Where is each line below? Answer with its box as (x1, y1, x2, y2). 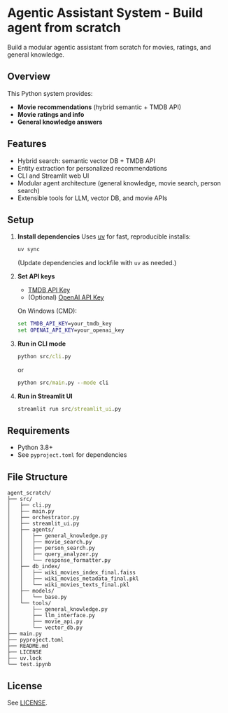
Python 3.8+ (17, 443, 54, 452)
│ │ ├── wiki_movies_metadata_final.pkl (7, 575, 139, 582)
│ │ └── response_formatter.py (7, 557, 111, 564)
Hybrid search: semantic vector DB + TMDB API (17, 156, 156, 165)
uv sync (17, 246, 40, 253)
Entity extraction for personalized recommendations (17, 164, 168, 172)
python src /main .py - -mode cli (17, 379, 109, 386)
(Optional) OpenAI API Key (27, 293, 104, 302)
